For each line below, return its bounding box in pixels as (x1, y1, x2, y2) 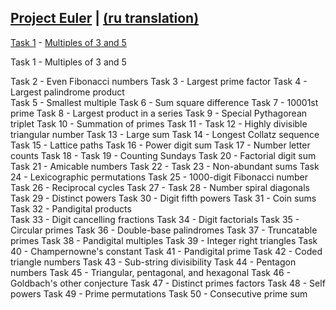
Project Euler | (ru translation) (10, 10, 200, 27)
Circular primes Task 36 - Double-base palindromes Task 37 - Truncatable (10, 224, 318, 236)
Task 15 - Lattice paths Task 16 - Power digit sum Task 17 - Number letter (10, 139, 311, 151)
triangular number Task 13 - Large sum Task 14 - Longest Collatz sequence (10, 128, 320, 140)
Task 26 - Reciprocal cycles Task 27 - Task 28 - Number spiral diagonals (10, 181, 310, 193)
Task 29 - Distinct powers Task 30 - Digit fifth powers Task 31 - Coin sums (10, 192, 317, 204)
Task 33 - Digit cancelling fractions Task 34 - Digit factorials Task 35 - (10, 213, 300, 225)
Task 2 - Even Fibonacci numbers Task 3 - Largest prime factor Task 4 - (10, 75, 308, 87)
